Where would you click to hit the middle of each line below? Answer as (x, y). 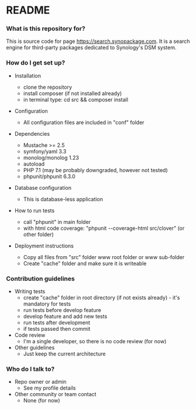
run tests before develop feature (62, 310)
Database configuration (43, 187)
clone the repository (47, 87)
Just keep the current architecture (64, 354)
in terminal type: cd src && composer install (76, 99)
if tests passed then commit (57, 329)
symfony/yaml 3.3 (45, 151)
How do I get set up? (36, 63)
